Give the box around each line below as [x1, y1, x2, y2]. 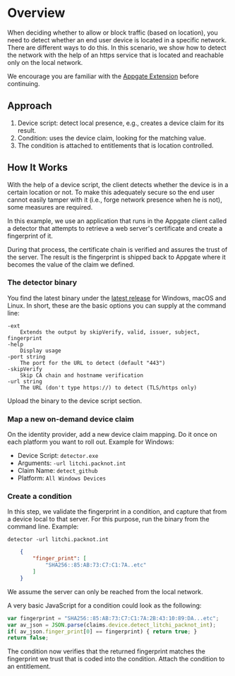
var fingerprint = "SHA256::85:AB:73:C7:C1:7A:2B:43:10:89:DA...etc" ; [7, 615, 219, 622]
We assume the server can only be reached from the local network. [7, 587, 203, 596]
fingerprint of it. [7, 231, 53, 240]
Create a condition [7, 492, 72, 502]
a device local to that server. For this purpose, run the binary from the [7, 515, 210, 524]
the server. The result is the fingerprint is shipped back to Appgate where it [7, 253, 226, 261]
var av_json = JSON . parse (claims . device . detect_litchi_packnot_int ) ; [7, 621, 217, 629]
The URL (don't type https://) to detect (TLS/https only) [20, 384, 198, 391]
